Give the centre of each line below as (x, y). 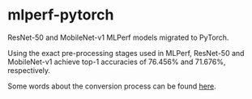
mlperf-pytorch (61, 15)
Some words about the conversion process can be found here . (112, 86)
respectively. (29, 70)
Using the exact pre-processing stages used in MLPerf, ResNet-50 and (126, 53)
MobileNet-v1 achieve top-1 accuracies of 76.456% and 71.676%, (117, 62)
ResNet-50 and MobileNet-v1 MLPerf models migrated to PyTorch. (118, 37)
